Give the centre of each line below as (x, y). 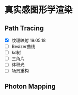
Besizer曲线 (23, 47)
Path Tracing (24, 28)
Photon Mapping (30, 86)
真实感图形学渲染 (39, 10)
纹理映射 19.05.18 (29, 40)
